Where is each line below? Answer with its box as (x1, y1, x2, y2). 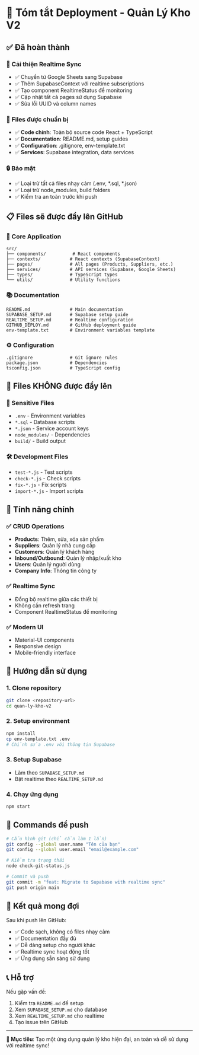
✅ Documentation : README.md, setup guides (14, 135, 129, 142)
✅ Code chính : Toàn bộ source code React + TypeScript (14, 129, 153, 136)
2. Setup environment (6, 717, 70, 725)
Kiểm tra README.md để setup (14, 1000, 84, 1007)
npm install (6, 730, 36, 737)
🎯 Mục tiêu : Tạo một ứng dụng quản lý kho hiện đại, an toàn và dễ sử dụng (6, 1035, 188, 1043)
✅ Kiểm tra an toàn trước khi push (14, 193, 98, 200)
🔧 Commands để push (6, 820, 89, 830)
